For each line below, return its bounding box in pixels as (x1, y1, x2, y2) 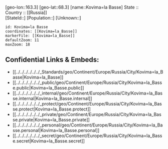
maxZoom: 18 (5, 42, 30, 47)
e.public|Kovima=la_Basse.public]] (12, 84, 84, 90)
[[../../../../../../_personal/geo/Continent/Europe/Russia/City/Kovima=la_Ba (12, 122, 163, 128)
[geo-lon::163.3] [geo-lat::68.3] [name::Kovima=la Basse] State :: (5, 4, 139, 10)
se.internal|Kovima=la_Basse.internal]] (12, 95, 92, 101)
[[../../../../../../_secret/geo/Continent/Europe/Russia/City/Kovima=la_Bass (12, 132, 162, 138)
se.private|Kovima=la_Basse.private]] (12, 116, 90, 122)
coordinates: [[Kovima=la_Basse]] (5, 29, 78, 34)
